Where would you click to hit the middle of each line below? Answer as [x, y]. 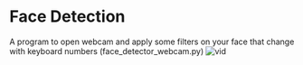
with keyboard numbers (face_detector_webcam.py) [107, 51]
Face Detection [67, 17]
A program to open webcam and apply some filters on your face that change [152, 42]
